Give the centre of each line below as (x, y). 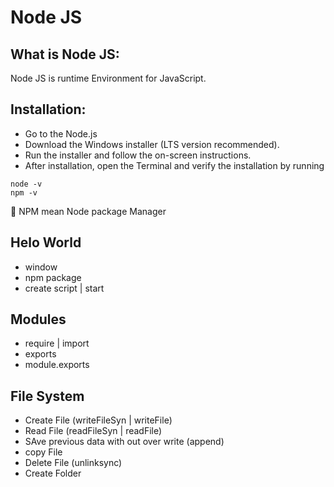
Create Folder (53, 473)
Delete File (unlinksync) (73, 463)
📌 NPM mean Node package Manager (88, 211)
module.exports (57, 365)
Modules (38, 319)
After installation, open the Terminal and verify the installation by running (174, 165)
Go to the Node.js (61, 133)
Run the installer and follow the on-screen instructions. (138, 155)
